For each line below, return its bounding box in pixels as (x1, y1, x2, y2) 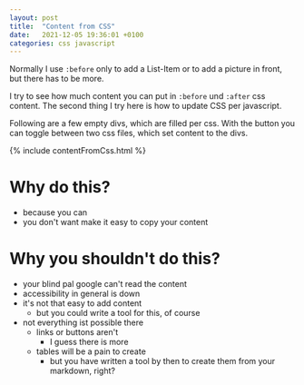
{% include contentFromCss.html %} (9, 145, 147, 156)
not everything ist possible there (22, 317, 143, 328)
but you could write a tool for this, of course (35, 308, 201, 319)
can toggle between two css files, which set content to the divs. (9, 128, 248, 139)
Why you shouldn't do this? (9, 249, 221, 269)
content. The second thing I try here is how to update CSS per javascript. (9, 101, 282, 112)
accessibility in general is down (22, 288, 141, 300)
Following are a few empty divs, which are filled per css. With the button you (9, 118, 296, 129)
